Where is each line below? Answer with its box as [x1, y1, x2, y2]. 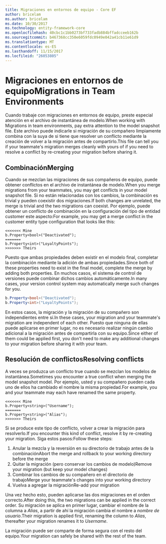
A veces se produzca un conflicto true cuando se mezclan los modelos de [5, 368, 157, 374]
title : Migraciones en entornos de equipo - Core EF [5, 7, 116, 12]
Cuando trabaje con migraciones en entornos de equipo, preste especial [5, 112, 153, 118]
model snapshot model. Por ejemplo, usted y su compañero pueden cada [5, 379, 155, 385]
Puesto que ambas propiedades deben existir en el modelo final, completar [5, 254, 159, 260]
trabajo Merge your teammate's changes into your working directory [12, 477, 151, 483]
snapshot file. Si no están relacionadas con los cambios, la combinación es [5, 192, 159, 198]
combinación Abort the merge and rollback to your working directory [12, 450, 152, 456]
